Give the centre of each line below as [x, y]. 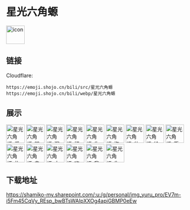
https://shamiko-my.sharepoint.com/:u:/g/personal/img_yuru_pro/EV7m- [94, 195]
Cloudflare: [20, 75]
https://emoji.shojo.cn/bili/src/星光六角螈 [60, 87]
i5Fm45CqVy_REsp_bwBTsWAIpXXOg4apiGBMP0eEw [71, 201]
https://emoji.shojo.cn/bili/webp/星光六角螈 [61, 94]
